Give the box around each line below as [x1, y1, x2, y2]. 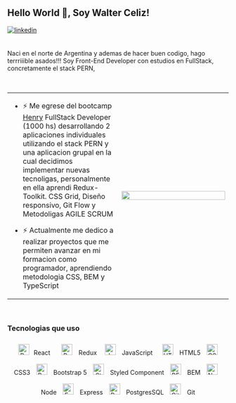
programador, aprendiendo [22, 263, 112, 273]
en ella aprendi [22, 182, 72, 192]
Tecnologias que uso [7, 323, 80, 333]
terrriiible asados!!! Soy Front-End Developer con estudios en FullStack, [7, 56, 214, 65]
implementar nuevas [22, 165, 90, 174]
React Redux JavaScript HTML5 [34, 349, 201, 357]
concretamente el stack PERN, [7, 64, 96, 72]
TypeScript [22, 281, 60, 290]
